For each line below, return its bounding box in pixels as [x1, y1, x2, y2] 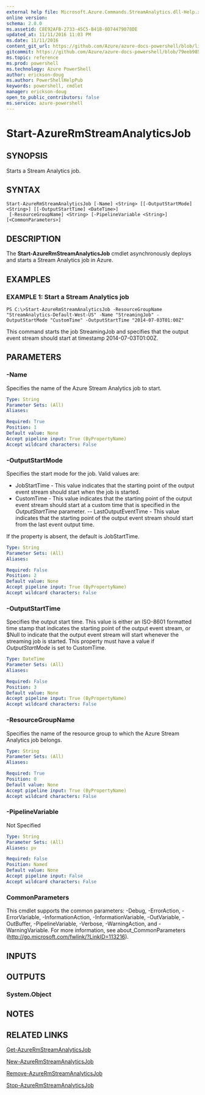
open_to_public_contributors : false [6, 94, 99, 100]
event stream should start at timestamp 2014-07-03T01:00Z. [6, 334, 159, 342]
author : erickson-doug [6, 72, 64, 78]
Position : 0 [6, 776, 37, 783]
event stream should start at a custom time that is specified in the [15, 501, 180, 508]
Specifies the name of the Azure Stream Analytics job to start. [6, 384, 162, 392]
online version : [6, 15, 48, 21]
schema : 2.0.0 [6, 20, 43, 26]
